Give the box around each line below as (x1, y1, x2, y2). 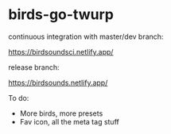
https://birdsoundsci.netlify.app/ (8, 47, 114, 56)
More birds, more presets (19, 109, 103, 118)
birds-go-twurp (8, 6, 114, 24)
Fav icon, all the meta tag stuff (19, 117, 119, 126)
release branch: (8, 62, 60, 72)
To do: (8, 93, 29, 102)
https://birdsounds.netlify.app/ (8, 78, 108, 87)
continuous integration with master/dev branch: (8, 32, 164, 41)
